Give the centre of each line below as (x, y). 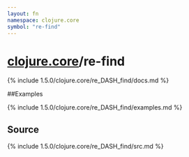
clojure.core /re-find (66, 61)
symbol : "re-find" (34, 27)
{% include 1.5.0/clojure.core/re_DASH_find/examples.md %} (95, 107)
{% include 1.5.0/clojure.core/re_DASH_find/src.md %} (85, 147)
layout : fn (23, 14)
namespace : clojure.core (43, 20)
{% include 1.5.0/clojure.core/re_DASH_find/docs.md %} (88, 80)
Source (23, 129)
